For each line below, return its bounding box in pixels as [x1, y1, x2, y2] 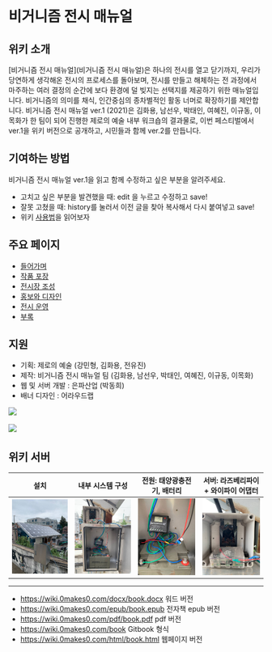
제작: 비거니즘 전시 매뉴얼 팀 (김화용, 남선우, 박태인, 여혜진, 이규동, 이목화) [19, 370, 253, 380]
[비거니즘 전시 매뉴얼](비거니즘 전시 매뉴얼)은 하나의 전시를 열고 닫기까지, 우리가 [8, 66, 261, 74]
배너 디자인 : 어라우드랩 [19, 391, 95, 400]
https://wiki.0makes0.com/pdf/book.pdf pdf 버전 [19, 614, 182, 624]
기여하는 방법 [8, 151, 70, 166]
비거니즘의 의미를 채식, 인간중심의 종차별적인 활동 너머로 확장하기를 [25, 95, 237, 105]
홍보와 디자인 [19, 291, 62, 301]
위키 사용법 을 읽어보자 [19, 212, 91, 222]
